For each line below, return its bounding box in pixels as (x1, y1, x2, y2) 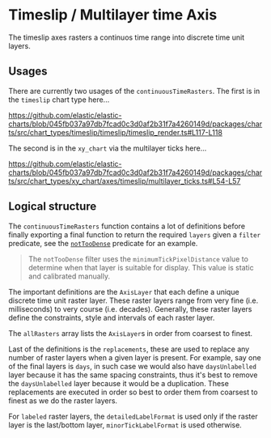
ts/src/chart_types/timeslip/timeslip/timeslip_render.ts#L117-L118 (8, 127, 222, 137)
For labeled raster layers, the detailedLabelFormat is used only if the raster (8, 411, 258, 421)
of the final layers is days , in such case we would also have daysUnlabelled (8, 361, 257, 371)
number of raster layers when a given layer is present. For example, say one (8, 352, 261, 362)
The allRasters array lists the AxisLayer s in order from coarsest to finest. (8, 328, 253, 338)
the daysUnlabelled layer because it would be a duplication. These (8, 378, 229, 388)
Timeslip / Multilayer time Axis (8, 6, 218, 24)
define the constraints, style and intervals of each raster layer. (8, 313, 215, 322)
